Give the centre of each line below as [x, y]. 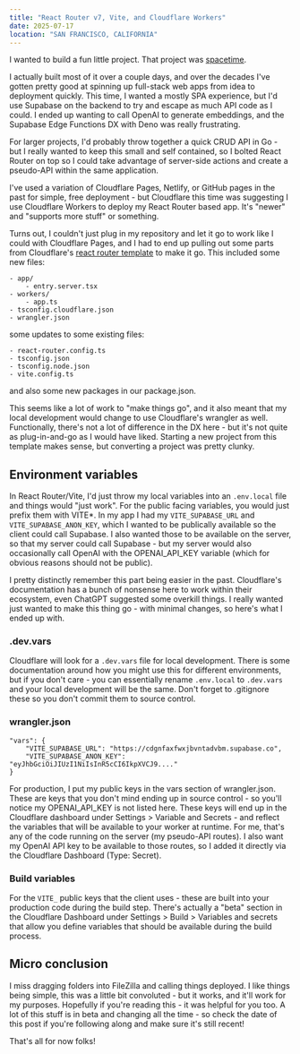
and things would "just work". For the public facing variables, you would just [149, 506]
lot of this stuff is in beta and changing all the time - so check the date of [143, 1014]
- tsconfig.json [39, 359]
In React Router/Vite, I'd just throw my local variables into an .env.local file [148, 496]
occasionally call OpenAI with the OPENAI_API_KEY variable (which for [140, 553]
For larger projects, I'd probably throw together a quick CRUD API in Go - [144, 142]
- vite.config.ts [42, 374]
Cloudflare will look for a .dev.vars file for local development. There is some [150, 661]
